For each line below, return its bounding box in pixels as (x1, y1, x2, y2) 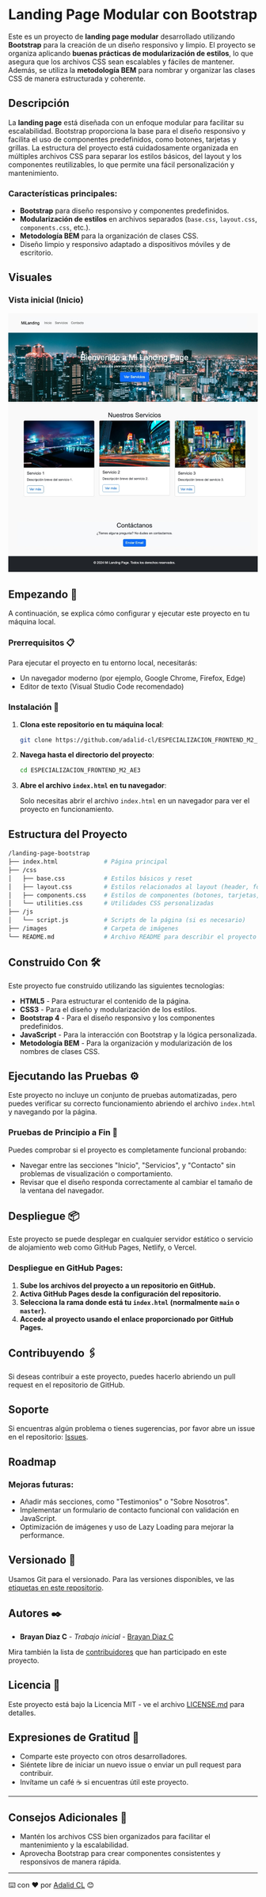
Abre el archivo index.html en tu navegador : (19, 781, 167, 791)
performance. (19, 1531, 65, 1540)
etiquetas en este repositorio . (8, 1583, 104, 1592)
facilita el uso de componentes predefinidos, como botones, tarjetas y (8, 135, 237, 144)
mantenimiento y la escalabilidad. (19, 1840, 129, 1850)
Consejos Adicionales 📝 (8, 1811, 128, 1824)
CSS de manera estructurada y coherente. (8, 74, 146, 83)
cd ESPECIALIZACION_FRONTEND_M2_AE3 (19, 766, 141, 775)
